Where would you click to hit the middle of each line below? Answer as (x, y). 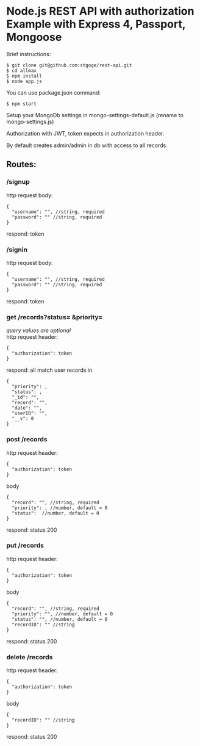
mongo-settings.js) (30, 121)
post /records (27, 440)
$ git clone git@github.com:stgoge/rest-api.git (69, 65)
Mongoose (34, 37)
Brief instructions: (29, 54)
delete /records (30, 657)
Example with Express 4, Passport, (96, 24)
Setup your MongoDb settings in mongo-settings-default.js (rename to (95, 115)
